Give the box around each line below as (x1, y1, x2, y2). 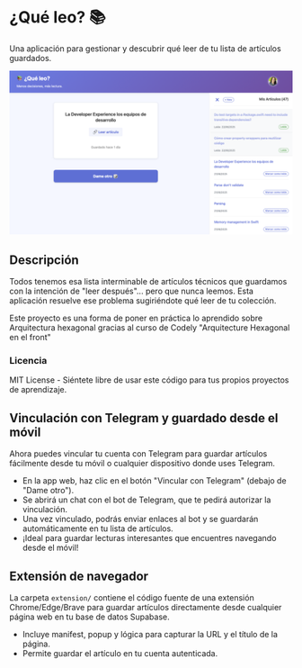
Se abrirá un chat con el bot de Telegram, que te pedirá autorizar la (22, 494, 271, 505)
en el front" (9, 332, 51, 343)
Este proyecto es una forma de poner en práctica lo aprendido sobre (9, 312, 263, 324)
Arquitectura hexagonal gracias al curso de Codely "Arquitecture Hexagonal (9, 322, 290, 333)
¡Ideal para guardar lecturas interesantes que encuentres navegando (22, 533, 277, 544)
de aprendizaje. (9, 384, 67, 395)
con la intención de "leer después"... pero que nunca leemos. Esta (9, 285, 254, 297)
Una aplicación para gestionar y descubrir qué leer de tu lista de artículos (9, 42, 281, 54)
